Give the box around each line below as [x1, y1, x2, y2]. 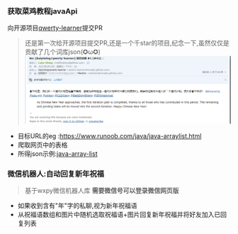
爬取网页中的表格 [17, 140, 68, 150]
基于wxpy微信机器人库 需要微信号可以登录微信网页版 [24, 186, 179, 195]
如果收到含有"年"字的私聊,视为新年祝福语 [17, 201, 137, 210]
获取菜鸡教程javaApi [7, 6, 78, 16]
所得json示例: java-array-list [17, 150, 98, 158]
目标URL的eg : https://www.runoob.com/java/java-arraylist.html [17, 132, 202, 140]
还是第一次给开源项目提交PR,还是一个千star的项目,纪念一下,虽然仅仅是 [24, 39, 230, 48]
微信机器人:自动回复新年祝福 [7, 169, 105, 179]
